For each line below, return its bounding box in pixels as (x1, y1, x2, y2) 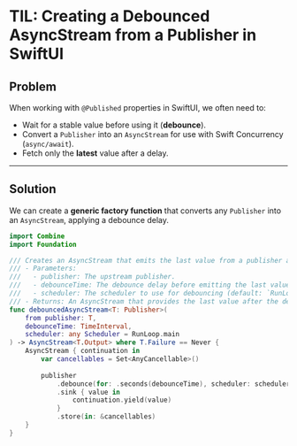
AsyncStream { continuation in (25, 347, 141, 356)
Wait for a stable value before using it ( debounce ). (21, 119, 206, 130)
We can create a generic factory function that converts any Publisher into (9, 205, 281, 216)
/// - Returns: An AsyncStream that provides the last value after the (9, 296, 278, 306)
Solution (9, 181, 57, 196)
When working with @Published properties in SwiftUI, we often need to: (9, 103, 267, 112)
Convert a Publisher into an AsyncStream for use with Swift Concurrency (21, 129, 285, 139)
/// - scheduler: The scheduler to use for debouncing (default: (9, 289, 263, 298)
